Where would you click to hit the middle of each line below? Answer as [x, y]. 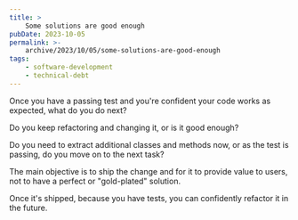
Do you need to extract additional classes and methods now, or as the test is [149, 144]
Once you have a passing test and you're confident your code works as [140, 101]
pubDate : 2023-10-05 [48, 34]
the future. [28, 208]
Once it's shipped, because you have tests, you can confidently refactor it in [149, 198]
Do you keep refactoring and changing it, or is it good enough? [124, 127]
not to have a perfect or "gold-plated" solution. [95, 181]
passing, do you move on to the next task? [87, 154]
